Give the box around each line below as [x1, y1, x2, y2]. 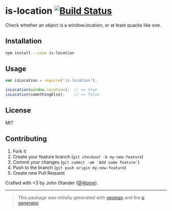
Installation [5, 37, 42, 45]
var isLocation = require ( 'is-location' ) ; [5, 78, 97, 83]
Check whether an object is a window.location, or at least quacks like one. [5, 22, 161, 28]
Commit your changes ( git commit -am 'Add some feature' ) [12, 159, 140, 165]
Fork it [12, 148, 27, 154]
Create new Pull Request [12, 170, 65, 176]
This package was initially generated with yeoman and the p [17, 194, 145, 200]
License [5, 106, 31, 115]
